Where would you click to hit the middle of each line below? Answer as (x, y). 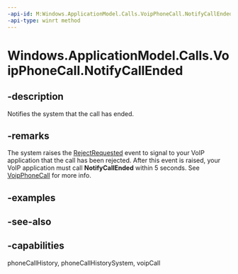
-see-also (29, 222)
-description (35, 97)
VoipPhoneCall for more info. (50, 176)
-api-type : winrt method (44, 21)
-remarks (28, 136)
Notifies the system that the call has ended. (71, 113)
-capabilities (36, 246)
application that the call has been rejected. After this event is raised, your (114, 161)
